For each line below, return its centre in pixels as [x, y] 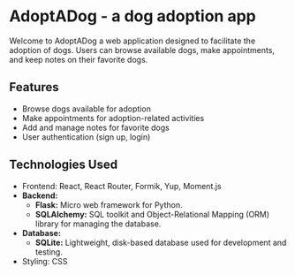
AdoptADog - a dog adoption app [132, 16]
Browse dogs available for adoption [87, 109]
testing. [49, 252]
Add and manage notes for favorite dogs [95, 127]
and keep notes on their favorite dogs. [79, 59]
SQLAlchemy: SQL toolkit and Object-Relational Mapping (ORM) [152, 214]
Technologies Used [63, 165]
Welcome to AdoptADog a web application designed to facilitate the [132, 41]
